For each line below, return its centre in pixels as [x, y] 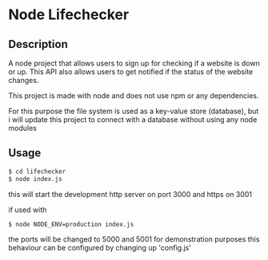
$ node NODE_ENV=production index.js [71, 224]
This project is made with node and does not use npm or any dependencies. [134, 96]
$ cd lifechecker [37, 171]
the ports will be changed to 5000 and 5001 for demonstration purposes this [134, 239]
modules [23, 128]
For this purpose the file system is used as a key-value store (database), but [134, 111]
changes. [24, 80]
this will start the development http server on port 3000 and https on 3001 [130, 194]
